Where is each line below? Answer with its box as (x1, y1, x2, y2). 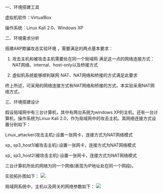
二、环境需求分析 (5, 35, 40, 41)
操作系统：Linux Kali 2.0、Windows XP (5, 25, 83, 31)
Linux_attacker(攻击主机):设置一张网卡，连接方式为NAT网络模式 (5, 132, 133, 138)
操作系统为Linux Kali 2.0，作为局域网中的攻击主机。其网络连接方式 (18, 116, 152, 121)
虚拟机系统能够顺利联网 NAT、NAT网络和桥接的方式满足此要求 (12, 72, 138, 78)
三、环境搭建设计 (5, 99, 40, 105)
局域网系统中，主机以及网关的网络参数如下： (5, 184, 95, 189)
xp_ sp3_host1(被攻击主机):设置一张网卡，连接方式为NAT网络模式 (5, 142, 136, 148)
